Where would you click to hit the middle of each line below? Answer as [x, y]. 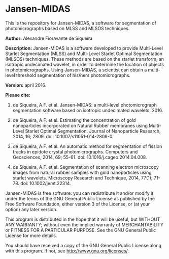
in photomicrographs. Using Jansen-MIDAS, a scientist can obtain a [76, 70]
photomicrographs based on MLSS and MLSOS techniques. [67, 28]
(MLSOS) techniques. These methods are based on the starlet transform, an [84, 59]
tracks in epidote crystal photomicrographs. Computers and [75, 151]
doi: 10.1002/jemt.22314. [45, 183]
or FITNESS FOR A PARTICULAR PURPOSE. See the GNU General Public [81, 230]
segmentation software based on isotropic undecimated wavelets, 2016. [88, 110]
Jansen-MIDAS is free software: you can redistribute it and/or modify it [79, 193]
